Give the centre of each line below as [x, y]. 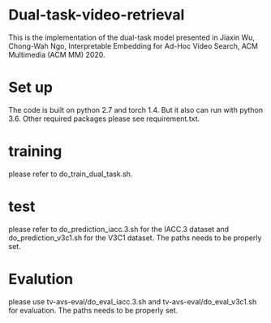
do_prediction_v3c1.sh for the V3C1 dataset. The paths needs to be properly [135, 238]
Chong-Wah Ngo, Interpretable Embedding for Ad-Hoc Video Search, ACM [133, 45]
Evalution [41, 279]
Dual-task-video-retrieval [97, 15]
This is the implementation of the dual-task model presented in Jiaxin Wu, [132, 37]
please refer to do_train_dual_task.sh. [71, 174]
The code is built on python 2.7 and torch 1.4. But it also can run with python [136, 110]
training [35, 151]
